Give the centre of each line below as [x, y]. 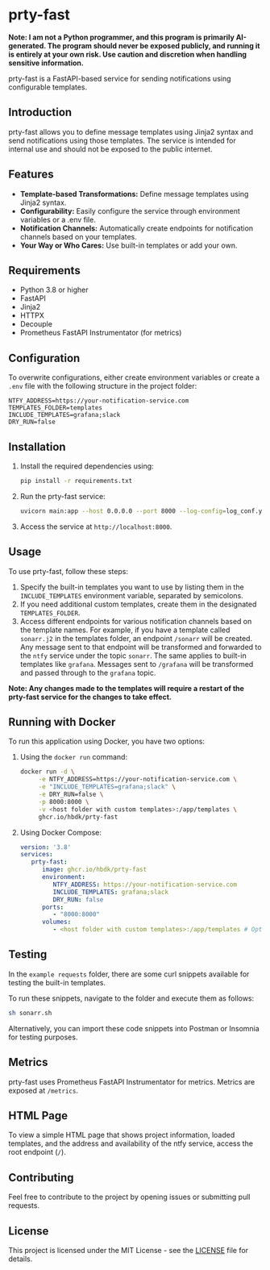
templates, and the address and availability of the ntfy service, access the [131, 1143]
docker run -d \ [47, 772]
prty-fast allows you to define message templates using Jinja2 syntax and [131, 131]
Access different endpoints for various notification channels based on [136, 621]
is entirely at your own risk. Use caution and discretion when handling [128, 54]
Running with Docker [62, 722]
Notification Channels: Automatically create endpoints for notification [137, 228]
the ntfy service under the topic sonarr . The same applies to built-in [133, 656]
